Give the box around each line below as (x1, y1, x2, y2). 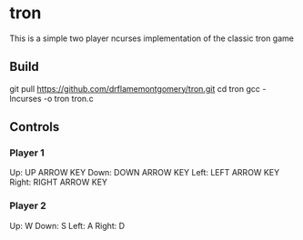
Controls (9, 119, 60, 135)
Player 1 (9, 146, 45, 159)
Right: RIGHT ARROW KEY (9, 176, 107, 188)
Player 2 (9, 199, 47, 212)
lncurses (9, 93, 43, 104)
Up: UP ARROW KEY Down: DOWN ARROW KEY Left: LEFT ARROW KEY (9, 167, 280, 178)
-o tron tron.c (44, 93, 94, 104)
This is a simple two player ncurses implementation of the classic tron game (9, 33, 294, 44)
